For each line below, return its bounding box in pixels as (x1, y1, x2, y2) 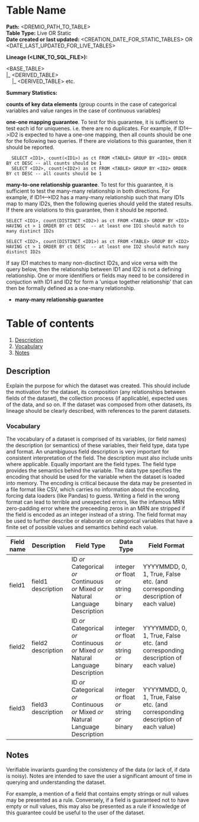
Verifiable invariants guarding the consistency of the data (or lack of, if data (6, 766, 190, 773)
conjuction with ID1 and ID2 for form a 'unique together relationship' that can (6, 278, 193, 285)
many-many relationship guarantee (14, 296, 104, 303)
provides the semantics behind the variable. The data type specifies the (6, 467, 182, 474)
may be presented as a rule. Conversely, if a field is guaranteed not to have (6, 796, 190, 804)
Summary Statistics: (6, 89, 58, 96)
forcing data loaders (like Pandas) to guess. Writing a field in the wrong (6, 492, 179, 499)
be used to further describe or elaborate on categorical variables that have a (6, 517, 193, 524)
